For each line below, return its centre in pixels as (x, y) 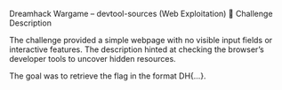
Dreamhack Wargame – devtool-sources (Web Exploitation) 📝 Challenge (141, 14)
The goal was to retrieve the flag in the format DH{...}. (108, 76)
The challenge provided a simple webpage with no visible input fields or (141, 40)
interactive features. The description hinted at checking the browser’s (137, 49)
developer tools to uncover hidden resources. (93, 59)
